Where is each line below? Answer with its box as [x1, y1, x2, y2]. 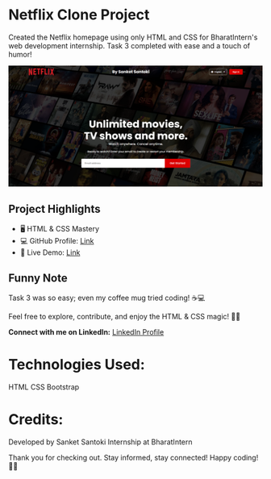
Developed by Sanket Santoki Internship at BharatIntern [8, 437, 193, 447]
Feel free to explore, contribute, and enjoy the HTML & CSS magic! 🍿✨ [8, 312, 240, 322]
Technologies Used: [8, 356, 145, 374]
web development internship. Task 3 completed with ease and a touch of [8, 40, 251, 50]
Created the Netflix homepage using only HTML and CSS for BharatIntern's [8, 32, 258, 42]
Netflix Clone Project [8, 6, 150, 24]
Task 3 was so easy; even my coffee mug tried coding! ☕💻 [8, 293, 206, 303]
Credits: [8, 410, 64, 429]
